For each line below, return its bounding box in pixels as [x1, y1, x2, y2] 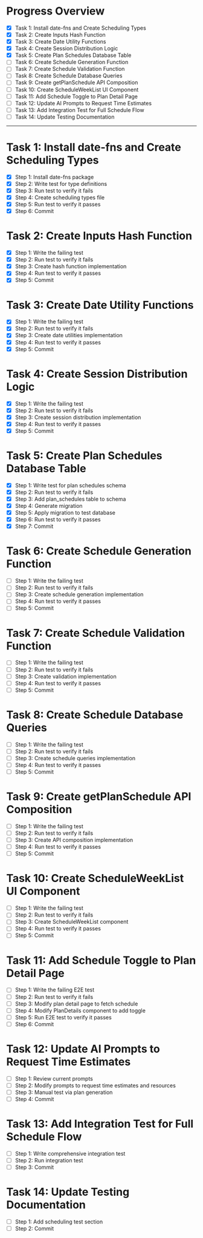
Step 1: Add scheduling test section [14, 1218, 103, 1225]
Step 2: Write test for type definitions [14, 180, 108, 187]
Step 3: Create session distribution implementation [14, 413, 141, 421]
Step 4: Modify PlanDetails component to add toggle [14, 1007, 146, 1014]
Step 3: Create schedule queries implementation [14, 754, 136, 762]
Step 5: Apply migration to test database [14, 509, 116, 516]
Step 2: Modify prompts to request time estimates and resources [14, 1082, 176, 1089]
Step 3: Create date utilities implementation [14, 332, 123, 339]
